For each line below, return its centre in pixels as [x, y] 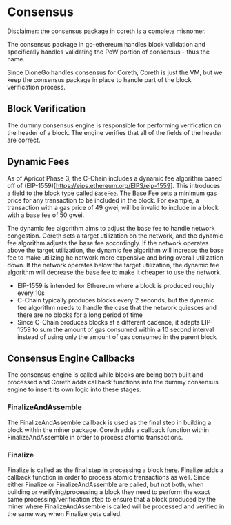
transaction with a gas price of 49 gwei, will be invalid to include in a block [113, 207]
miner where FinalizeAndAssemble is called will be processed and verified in [116, 506]
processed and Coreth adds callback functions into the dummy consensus [113, 382]
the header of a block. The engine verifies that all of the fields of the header [115, 132]
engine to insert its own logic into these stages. [74, 389]
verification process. [36, 87]
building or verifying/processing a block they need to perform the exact [109, 492]
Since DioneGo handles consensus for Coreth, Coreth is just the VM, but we [115, 72]
